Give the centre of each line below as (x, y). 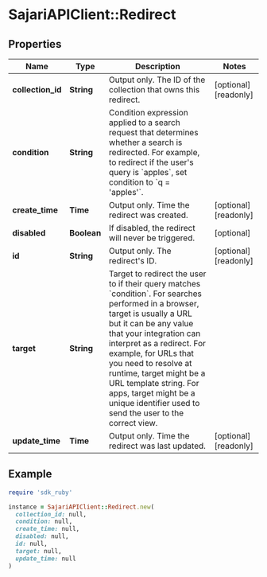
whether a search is (145, 142)
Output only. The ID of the (157, 80)
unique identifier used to (154, 403)
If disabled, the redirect (152, 228)
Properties (35, 44)
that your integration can (155, 333)
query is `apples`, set (148, 172)
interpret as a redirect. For (157, 343)
